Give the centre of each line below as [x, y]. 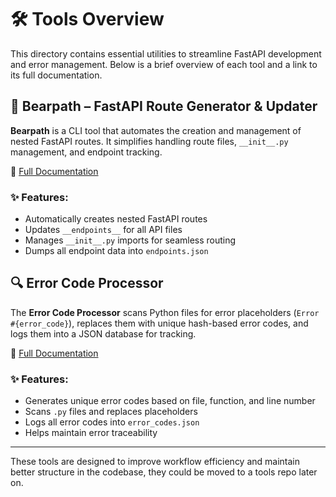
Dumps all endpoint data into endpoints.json [116, 251]
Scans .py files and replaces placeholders [111, 412]
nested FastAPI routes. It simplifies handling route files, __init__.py [149, 141]
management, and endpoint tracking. [86, 152]
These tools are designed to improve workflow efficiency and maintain [155, 462]
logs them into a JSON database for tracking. [103, 333]
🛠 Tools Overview [87, 19]
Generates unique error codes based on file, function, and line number [170, 401]
